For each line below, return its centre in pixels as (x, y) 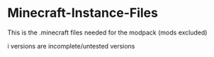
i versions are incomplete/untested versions (71, 46)
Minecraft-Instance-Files (83, 13)
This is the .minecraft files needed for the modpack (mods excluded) (107, 32)
